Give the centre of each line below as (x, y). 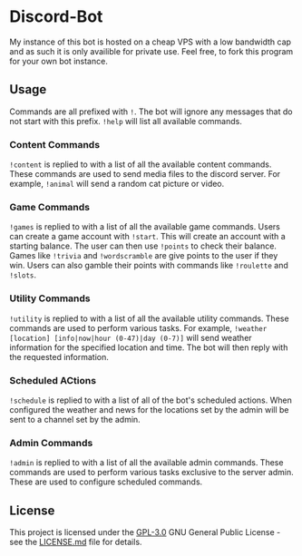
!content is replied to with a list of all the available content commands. (141, 164)
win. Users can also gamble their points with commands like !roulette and (149, 266)
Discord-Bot (56, 17)
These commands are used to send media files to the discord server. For (145, 174)
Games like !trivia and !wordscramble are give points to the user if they (144, 256)
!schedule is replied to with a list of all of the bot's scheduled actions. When (151, 400)
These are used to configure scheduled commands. (106, 482)
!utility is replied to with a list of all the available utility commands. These (149, 318)
